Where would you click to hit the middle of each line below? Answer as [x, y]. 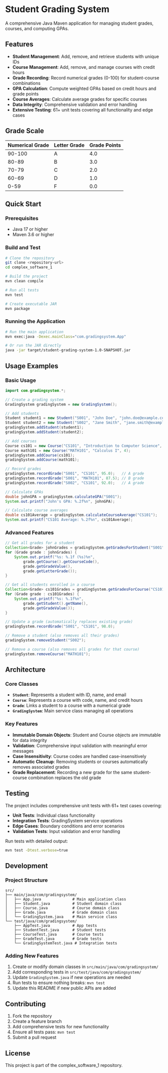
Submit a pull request [34, 1037]
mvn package [17, 308]
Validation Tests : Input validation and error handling [66, 831]
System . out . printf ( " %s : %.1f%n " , [49, 599]
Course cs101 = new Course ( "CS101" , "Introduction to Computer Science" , [84, 446]
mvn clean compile [24, 281]
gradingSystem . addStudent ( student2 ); [44, 432]
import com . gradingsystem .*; [35, 390]
